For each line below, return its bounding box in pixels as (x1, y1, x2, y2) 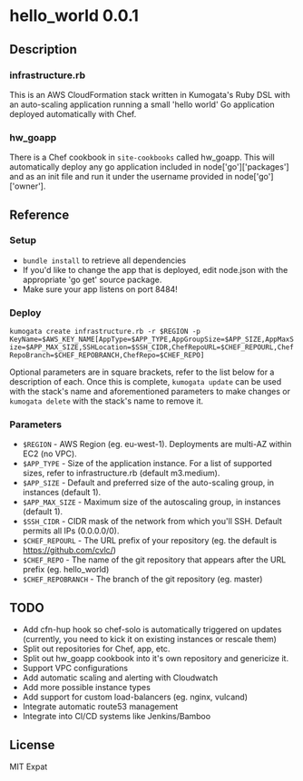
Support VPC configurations (22, 663, 129, 674)
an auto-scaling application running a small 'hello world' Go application (9, 99, 275, 110)
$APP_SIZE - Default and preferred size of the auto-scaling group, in (22, 477, 275, 488)
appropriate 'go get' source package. (22, 274, 162, 285)
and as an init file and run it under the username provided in (9, 171, 233, 182)
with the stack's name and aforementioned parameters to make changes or (9, 386, 290, 397)
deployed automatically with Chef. (9, 108, 137, 119)
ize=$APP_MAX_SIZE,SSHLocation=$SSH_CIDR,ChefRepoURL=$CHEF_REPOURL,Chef (9, 343, 295, 352)
